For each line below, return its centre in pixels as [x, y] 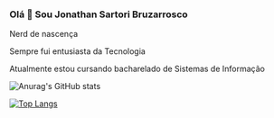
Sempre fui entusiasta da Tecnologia [78, 51]
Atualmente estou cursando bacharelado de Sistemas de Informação [137, 69]
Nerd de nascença [44, 34]
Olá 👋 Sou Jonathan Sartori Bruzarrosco [99, 14]
